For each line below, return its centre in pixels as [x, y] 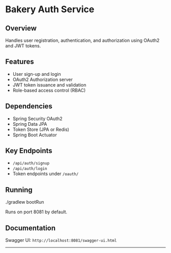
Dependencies [29, 106]
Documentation [31, 228]
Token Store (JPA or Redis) [41, 129]
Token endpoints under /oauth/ [46, 174]
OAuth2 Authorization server [42, 79]
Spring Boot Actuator [35, 135]
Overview [21, 28]
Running [19, 190]
